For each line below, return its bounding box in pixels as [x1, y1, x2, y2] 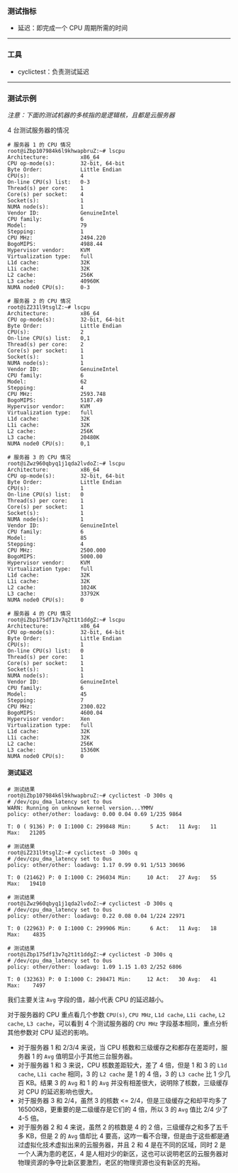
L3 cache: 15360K [7, 746, 100, 754]
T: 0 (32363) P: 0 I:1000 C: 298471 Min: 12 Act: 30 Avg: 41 [7, 976, 217, 983]
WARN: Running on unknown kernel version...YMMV [7, 805, 154, 812]
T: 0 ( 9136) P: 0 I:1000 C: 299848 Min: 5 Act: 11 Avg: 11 [7, 823, 217, 830]
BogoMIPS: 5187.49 [7, 397, 103, 404]
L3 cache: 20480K [7, 433, 100, 441]
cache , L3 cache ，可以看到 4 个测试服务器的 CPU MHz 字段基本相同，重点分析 [7, 1019, 228, 1028]
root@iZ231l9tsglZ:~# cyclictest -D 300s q [7, 849, 138, 856]
